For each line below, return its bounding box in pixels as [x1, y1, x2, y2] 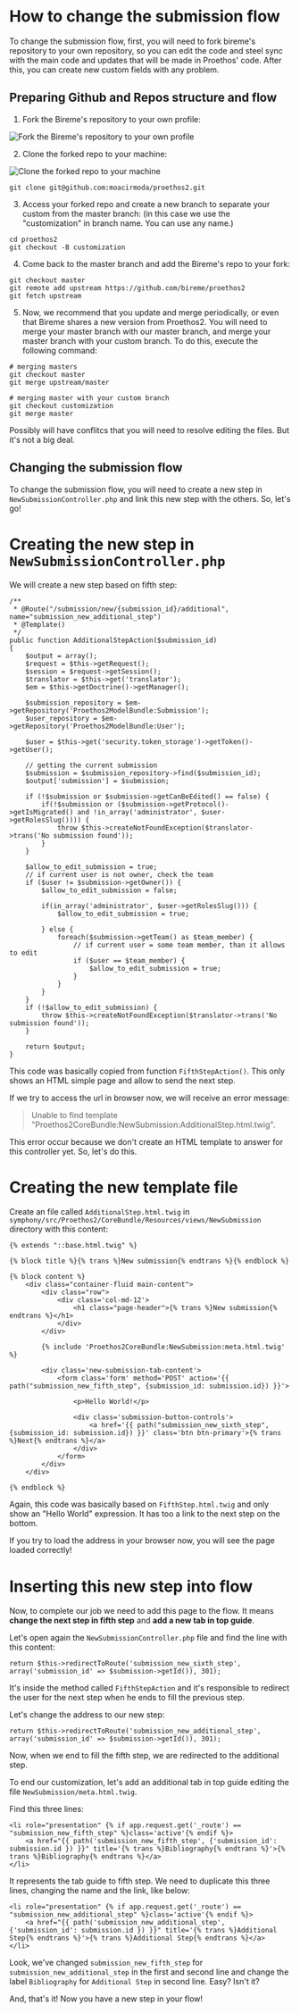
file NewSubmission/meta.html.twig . [9, 1786, 137, 1797]
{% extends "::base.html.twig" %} [9, 1241, 138, 1250]
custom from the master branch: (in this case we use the [21, 208, 230, 219]
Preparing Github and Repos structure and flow [9, 90, 278, 105]
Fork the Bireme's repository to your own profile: [21, 113, 201, 124]
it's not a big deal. [9, 434, 76, 445]
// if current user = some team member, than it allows [72, 940, 286, 949]
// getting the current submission [25, 761, 158, 770]
